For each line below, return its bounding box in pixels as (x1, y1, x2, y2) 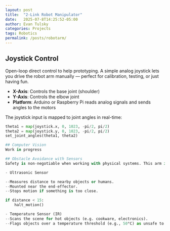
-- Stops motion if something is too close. (5, 189, 99, 194)
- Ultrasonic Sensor (5, 170, 49, 175)
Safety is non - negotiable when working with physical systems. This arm (5, 161, 162, 166)
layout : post (5, 7, 33, 13)
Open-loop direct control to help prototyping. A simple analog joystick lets (5, 68, 159, 74)
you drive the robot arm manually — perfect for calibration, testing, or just (5, 73, 159, 79)
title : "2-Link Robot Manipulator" (5, 12, 82, 17)
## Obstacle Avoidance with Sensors (5, 156, 82, 162)
